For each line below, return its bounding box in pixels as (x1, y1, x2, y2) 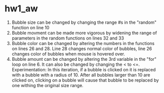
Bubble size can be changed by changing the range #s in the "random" (11, 19, 157, 25)
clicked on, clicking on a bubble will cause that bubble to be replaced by (11, 77, 159, 83)
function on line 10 (11, 24, 50, 30)
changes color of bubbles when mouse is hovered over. (11, 50, 125, 57)
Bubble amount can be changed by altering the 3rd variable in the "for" (11, 56, 157, 62)
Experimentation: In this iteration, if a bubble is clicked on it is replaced (11, 66, 156, 72)
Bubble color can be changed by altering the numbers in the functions (11, 40, 155, 46)
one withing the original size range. (11, 82, 83, 88)
